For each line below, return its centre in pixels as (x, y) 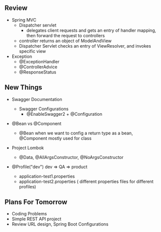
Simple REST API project (37, 219)
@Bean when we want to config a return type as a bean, (76, 133)
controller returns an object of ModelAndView (65, 41)
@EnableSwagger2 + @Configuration (64, 114)
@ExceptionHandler (39, 61)
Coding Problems (29, 214)
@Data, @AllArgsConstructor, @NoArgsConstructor (71, 157)
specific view (32, 51)
